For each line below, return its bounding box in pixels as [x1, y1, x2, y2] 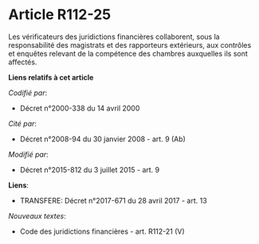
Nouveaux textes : [8, 211, 66, 220]
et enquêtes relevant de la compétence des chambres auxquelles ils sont [8, 48, 249, 58]
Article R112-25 [8, 6, 112, 24]
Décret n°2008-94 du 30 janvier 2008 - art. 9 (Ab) [19, 134, 186, 144]
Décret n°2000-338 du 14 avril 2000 [19, 103, 140, 113]
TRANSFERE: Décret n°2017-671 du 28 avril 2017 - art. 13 [19, 196, 207, 205]
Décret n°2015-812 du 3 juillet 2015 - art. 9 [19, 165, 160, 174]
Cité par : [8, 118, 37, 128]
